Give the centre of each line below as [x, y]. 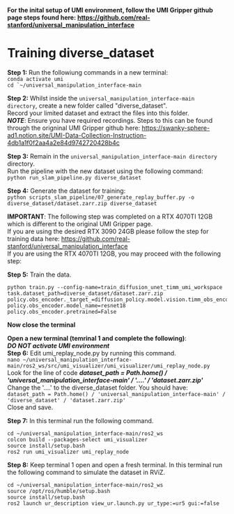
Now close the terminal [41, 325]
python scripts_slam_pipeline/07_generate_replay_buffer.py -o [101, 197]
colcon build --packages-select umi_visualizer [78, 439]
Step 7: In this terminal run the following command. [80, 420]
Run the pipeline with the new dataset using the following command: [105, 171]
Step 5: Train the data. [39, 274]
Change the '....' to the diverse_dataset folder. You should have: [97, 388]
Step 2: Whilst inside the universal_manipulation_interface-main [101, 98]
